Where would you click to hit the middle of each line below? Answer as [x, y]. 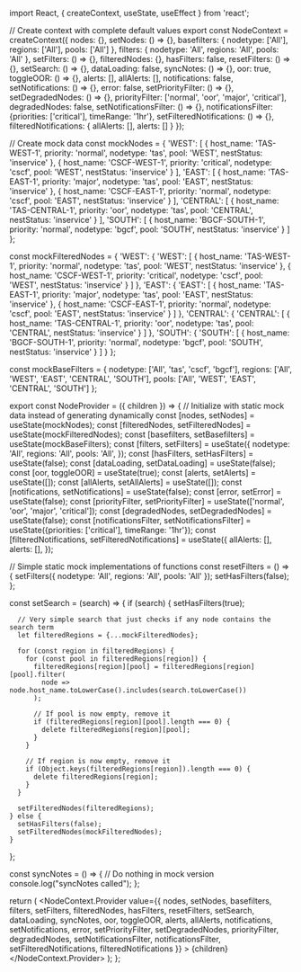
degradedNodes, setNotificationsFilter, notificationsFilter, [115, 939]
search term [31, 628]
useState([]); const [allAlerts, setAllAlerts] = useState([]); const [126, 482]
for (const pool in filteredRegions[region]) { [116, 659]
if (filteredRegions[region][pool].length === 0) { [132, 722]
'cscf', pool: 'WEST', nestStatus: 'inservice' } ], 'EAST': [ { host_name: [138, 172]
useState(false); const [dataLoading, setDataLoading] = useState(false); [142, 463]
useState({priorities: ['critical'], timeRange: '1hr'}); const [113, 530]
